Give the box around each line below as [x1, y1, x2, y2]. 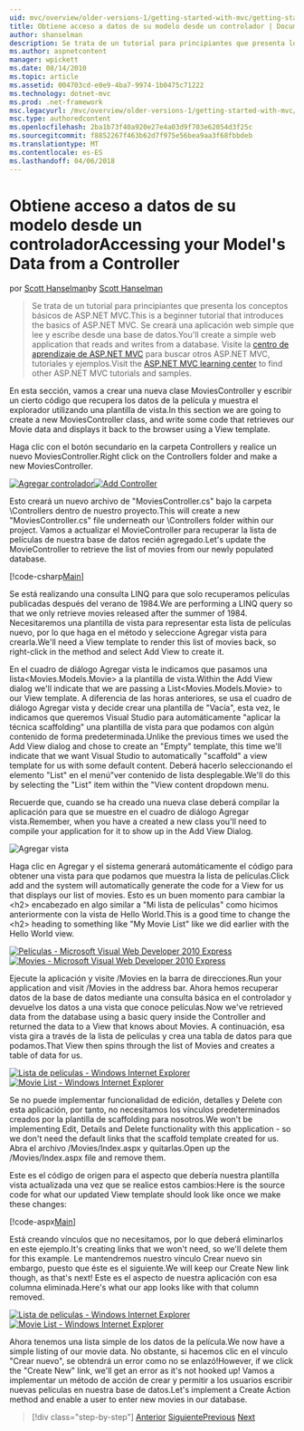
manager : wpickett [9, 55, 79, 64]
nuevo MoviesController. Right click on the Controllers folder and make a [9, 451, 278, 462]
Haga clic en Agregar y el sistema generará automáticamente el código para [9, 861, 294, 872]
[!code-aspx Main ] [9, 1216, 77, 1227]
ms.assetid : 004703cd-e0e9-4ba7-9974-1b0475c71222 [9, 81, 204, 90]
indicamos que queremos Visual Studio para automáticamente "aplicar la [9, 712, 280, 723]
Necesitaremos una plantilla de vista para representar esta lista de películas [9, 618, 291, 629]
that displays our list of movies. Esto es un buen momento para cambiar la [9, 889, 285, 901]
